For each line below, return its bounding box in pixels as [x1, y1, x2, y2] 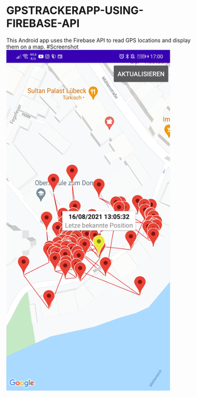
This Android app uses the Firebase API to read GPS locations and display [6, 36, 191, 44]
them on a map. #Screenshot [6, 43, 79, 50]
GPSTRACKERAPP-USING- [6, 4, 144, 18]
